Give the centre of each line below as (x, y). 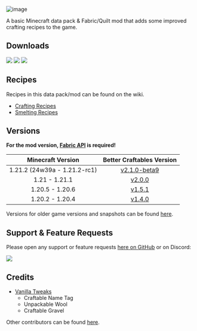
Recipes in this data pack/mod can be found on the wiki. (75, 94)
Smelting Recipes (36, 112)
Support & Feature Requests (60, 233)
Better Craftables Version (140, 160)
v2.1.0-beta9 (140, 170)
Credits (20, 277)
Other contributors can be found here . (53, 322)
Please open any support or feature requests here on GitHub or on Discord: (99, 247)
